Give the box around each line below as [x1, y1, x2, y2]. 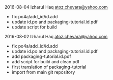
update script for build [11, 24, 57, 30]
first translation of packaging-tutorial [11, 64, 86, 70]
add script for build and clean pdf [11, 59, 80, 64]
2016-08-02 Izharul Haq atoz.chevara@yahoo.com [4, 34, 108, 39]
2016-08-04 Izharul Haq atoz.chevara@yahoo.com [4, 4, 108, 10]
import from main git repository [11, 69, 75, 75]
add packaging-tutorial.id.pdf [11, 53, 72, 59]
